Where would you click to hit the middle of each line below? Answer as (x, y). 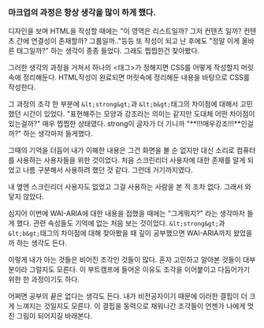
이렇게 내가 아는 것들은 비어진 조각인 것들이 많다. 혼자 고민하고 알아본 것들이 (125, 260)
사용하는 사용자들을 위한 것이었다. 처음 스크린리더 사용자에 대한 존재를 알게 (131, 160)
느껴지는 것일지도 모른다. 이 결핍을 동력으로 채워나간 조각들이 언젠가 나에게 (131, 306)
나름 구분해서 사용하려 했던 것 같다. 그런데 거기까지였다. (108, 170)
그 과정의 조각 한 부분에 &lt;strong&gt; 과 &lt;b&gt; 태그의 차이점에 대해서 (123, 104)
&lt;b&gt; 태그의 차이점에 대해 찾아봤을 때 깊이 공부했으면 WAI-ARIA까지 (120, 233)
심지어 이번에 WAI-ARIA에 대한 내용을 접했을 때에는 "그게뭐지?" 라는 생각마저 (127, 214)
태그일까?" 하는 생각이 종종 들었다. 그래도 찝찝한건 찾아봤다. (108, 51)
